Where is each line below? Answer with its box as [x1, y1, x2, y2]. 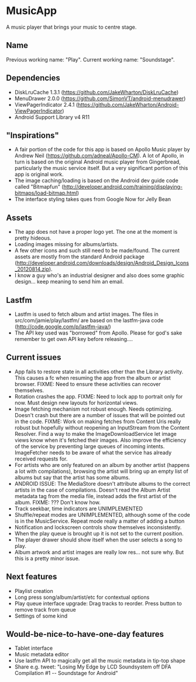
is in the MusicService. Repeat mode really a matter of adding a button [14, 517, 185, 524]
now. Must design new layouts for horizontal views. [14, 399, 139, 406]
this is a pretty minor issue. [14, 555, 80, 562]
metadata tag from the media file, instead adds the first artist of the [14, 492, 177, 499]
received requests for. [14, 455, 68, 462]
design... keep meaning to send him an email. [14, 278, 124, 285]
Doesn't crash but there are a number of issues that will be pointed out [14, 411, 185, 418]
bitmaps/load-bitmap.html [14, 189, 78, 197]
